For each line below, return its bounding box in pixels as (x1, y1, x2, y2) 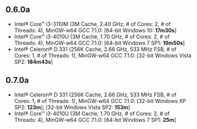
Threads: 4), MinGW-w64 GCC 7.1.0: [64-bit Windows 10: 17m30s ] (14, 27, 177, 34)
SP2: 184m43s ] (14, 58, 53, 65)
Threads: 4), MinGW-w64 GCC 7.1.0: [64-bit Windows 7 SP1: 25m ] (14, 116, 176, 123)
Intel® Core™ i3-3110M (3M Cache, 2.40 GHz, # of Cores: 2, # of (14, 20, 171, 27)
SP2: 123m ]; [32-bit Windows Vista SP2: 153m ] (14, 104, 131, 111)
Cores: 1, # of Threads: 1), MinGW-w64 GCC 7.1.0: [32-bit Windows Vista (14, 51, 192, 59)
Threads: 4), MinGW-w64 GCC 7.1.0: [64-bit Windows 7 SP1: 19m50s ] (14, 39, 185, 46)
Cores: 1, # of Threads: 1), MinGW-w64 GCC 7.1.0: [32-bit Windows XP (14, 97, 186, 104)
